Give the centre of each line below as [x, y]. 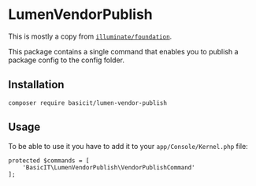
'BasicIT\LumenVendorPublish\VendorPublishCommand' [109, 167]
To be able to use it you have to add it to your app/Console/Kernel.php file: [128, 146]
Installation [36, 85]
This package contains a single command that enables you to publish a [123, 51]
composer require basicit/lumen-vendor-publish [88, 103]
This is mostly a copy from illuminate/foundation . [90, 36]
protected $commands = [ [49, 160]
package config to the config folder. [66, 60]
